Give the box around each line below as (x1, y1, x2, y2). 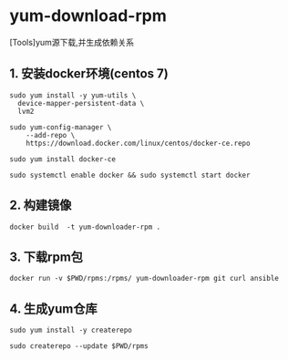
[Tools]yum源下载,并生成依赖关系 (9, 36, 135, 47)
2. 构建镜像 (9, 198, 72, 213)
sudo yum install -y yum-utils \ (9, 90, 137, 100)
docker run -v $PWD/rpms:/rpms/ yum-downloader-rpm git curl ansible (9, 274, 280, 283)
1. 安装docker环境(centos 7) (9, 66, 169, 82)
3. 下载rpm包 (9, 249, 84, 264)
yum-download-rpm (9, 5, 167, 26)
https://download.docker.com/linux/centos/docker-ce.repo (26, 139, 251, 148)
